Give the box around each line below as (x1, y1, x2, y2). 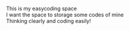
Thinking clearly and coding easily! (6, 18, 92, 24)
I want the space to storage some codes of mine (6, 11, 124, 18)
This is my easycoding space (6, 5, 77, 12)
